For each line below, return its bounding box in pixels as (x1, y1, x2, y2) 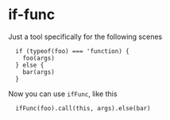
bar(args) (22, 68, 56, 76)
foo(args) (22, 54, 56, 62)
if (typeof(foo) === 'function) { (15, 47, 129, 55)
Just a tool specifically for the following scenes (8, 32, 163, 41)
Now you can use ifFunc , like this (8, 89, 118, 99)
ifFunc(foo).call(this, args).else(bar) (15, 104, 151, 112)
